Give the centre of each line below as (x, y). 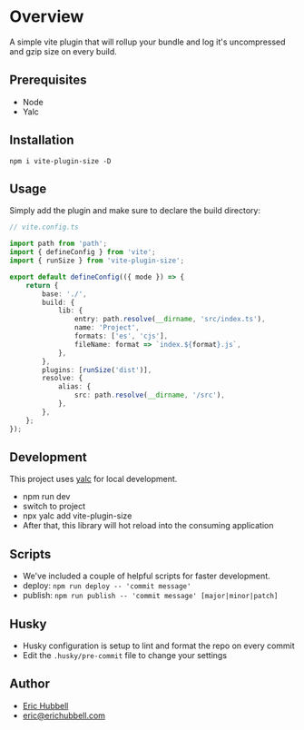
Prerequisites (48, 80)
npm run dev (46, 497)
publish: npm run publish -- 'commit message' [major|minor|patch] (150, 596)
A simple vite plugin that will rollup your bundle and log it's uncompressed (147, 42)
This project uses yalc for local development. (93, 479)
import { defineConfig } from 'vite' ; (83, 252)
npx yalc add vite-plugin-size (77, 516)
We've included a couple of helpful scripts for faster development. (146, 576)
